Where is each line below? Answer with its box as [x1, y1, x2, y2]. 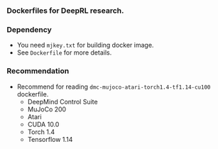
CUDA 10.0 [27, 120, 60, 128]
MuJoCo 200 [27, 105, 67, 114]
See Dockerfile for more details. [16, 48, 112, 57]
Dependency [6, 24, 53, 34]
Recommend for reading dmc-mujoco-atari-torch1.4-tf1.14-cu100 [16, 82, 211, 91]
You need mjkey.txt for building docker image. [16, 41, 154, 50]
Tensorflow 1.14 [27, 135, 73, 143]
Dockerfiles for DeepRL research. [6, 6, 124, 16]
